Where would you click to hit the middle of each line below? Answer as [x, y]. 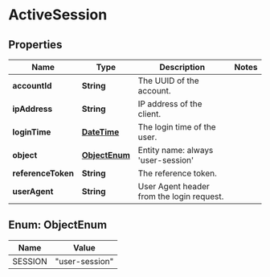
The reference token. [177, 173]
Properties [35, 45]
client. [149, 114]
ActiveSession [58, 15]
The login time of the [177, 127]
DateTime [100, 132]
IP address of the [170, 104]
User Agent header [174, 186]
